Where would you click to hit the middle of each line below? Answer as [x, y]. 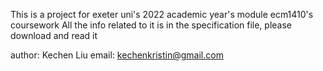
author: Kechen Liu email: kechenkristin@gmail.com [117, 55]
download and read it [54, 35]
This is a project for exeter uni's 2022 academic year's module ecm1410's [162, 14]
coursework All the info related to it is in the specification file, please [151, 25]
